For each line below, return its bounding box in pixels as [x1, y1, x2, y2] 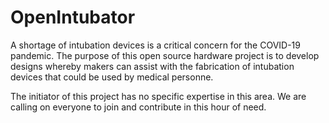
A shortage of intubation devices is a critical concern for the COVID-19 [10, 39, 301, 51]
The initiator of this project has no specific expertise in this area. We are [10, 90, 307, 102]
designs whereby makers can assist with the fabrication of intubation [10, 60, 295, 72]
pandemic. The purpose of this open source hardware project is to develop [10, 49, 320, 61]
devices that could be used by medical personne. [10, 71, 214, 83]
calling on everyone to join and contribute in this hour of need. [10, 101, 267, 113]
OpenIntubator [10, 6, 136, 29]
